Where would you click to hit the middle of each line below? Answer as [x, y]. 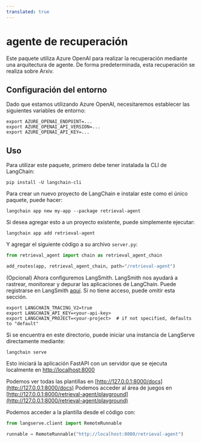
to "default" [22, 323]
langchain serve [26, 352]
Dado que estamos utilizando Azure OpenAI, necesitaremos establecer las [98, 104]
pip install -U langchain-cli [44, 183]
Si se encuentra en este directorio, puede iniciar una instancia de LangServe [100, 335]
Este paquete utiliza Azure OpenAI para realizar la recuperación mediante [97, 58]
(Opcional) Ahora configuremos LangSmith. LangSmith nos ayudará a [92, 278]
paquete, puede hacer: [34, 200]
